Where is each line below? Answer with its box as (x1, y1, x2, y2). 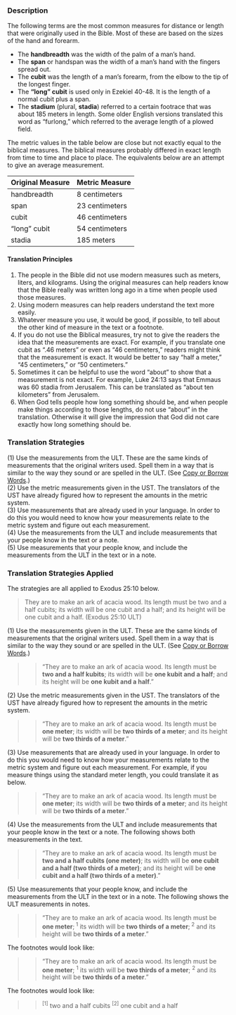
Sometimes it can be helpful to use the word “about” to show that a (17, 368, 212, 376)
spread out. (17, 65, 51, 74)
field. (17, 125, 33, 134)
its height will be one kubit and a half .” (41, 677, 155, 686)
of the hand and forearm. (7, 37, 80, 45)
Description (7, 6, 48, 15)
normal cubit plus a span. (17, 95, 91, 103)
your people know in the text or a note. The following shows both (7, 828, 195, 836)
